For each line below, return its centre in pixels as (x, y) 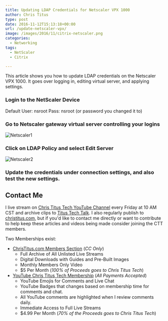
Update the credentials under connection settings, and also (80, 172)
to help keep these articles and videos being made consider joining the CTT (84, 223)
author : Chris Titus (27, 15)
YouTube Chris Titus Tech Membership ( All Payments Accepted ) (79, 275)
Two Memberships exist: (31, 239)
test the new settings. (33, 179)
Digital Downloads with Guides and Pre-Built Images (74, 259)
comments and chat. (41, 292)
